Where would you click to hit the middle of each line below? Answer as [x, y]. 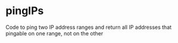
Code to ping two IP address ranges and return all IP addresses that [89, 27]
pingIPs [25, 11]
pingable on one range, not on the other [54, 33]
